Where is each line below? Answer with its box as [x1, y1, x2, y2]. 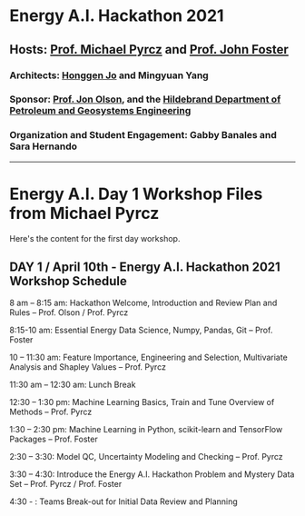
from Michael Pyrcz [9, 203, 160, 223]
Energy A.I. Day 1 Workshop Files [9, 184, 263, 204]
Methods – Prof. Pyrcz [9, 406, 93, 418]
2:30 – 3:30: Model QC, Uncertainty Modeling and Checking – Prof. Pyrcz [9, 451, 283, 462]
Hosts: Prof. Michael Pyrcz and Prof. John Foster [9, 42, 289, 57]
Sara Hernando [9, 140, 77, 153]
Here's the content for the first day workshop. [9, 233, 181, 243]
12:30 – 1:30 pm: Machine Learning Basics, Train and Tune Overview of [9, 397, 275, 408]
